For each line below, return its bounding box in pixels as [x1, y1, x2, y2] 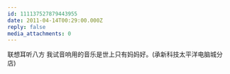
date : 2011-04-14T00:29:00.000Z [7, 17, 103, 24]
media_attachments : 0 [7, 30, 72, 37]
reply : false [7, 23, 46, 30]
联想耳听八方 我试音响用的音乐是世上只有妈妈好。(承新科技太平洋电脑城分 [7, 50, 224, 58]
